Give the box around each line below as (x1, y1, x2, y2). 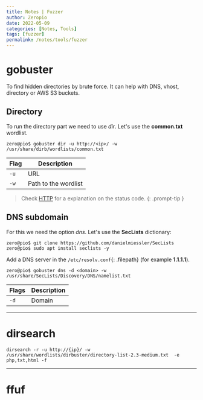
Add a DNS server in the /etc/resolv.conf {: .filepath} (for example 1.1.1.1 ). (6, 256, 190, 263)
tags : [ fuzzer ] (6, 31, 45, 37)
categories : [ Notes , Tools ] (6, 25, 77, 32)
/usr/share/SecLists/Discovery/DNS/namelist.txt (6, 273, 131, 279)
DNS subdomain (6, 212, 69, 223)
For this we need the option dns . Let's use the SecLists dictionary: (6, 228, 172, 235)
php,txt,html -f (6, 357, 47, 363)
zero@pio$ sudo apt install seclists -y (6, 245, 110, 251)
